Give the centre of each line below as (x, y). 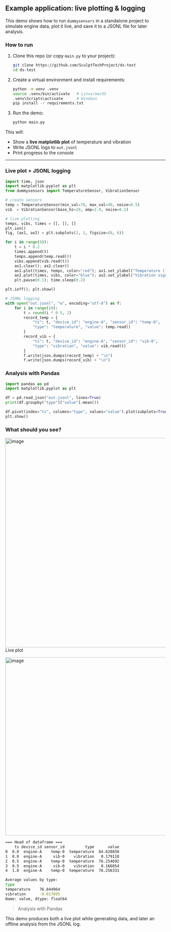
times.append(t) (32, 252)
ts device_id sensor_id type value (67, 847)
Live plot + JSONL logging (38, 171)
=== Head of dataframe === (34, 842)
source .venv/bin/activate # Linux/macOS (60, 94)
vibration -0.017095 (33, 894)
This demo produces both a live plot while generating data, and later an (80, 918)
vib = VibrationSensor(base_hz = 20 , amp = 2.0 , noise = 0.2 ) (67, 209)
